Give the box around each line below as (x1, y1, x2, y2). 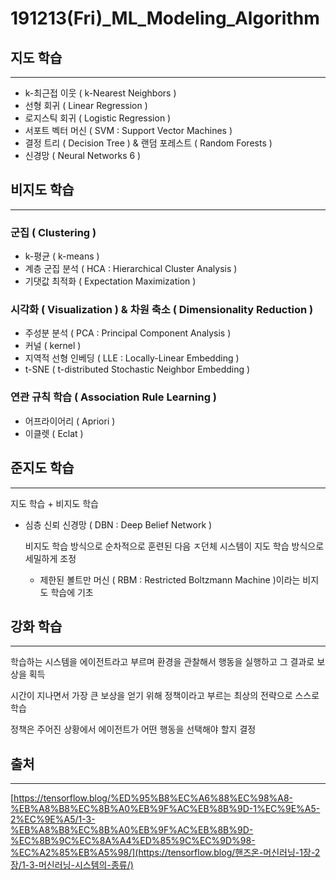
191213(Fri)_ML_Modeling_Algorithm (10, 7, 320, 30)
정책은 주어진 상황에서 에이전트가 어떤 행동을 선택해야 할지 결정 (10, 723, 257, 736)
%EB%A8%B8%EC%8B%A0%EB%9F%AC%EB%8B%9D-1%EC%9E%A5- (10, 803, 321, 815)
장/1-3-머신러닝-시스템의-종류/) (10, 859, 134, 871)
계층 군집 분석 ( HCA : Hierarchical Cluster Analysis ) (24, 263, 238, 275)
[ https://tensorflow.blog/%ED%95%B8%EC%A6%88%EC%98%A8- (10, 792, 294, 804)
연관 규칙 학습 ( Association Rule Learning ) (10, 390, 218, 404)
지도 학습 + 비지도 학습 (10, 497, 99, 509)
